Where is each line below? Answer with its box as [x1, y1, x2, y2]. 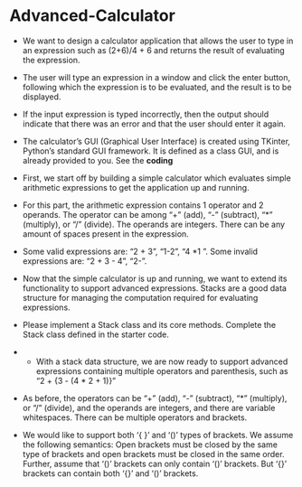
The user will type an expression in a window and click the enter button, [22, 71, 291, 82]
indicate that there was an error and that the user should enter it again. [22, 118, 287, 129]
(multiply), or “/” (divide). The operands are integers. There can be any [22, 219, 286, 229]
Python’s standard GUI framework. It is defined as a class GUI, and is [22, 145, 279, 156]
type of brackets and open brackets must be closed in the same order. [22, 448, 285, 459]
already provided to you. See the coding [22, 155, 174, 165]
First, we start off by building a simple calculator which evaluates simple [22, 173, 291, 183]
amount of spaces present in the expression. [22, 228, 190, 239]
